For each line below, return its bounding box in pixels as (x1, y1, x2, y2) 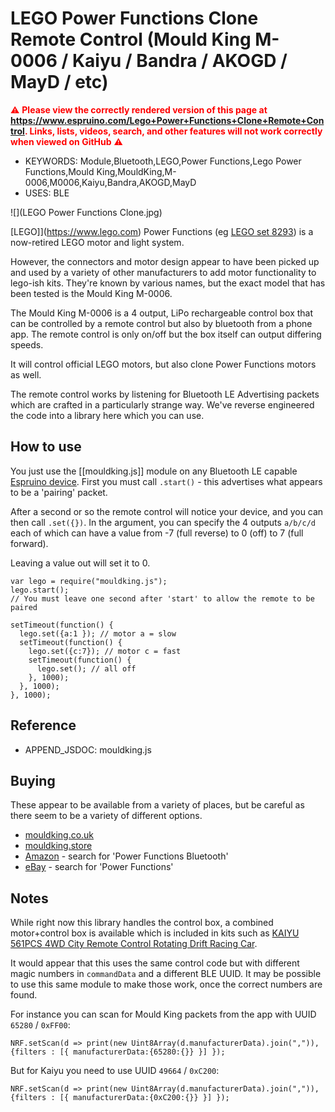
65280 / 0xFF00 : (10, 1019, 71, 1031)
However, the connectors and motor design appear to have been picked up (10, 255, 320, 267)
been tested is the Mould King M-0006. (10, 287, 173, 299)
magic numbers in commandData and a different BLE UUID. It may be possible (10, 968, 322, 980)
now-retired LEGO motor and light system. (10, 236, 185, 248)
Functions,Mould (24, 165, 95, 177)
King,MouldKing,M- (96, 165, 177, 177)
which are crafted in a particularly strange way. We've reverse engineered (10, 398, 315, 411)
